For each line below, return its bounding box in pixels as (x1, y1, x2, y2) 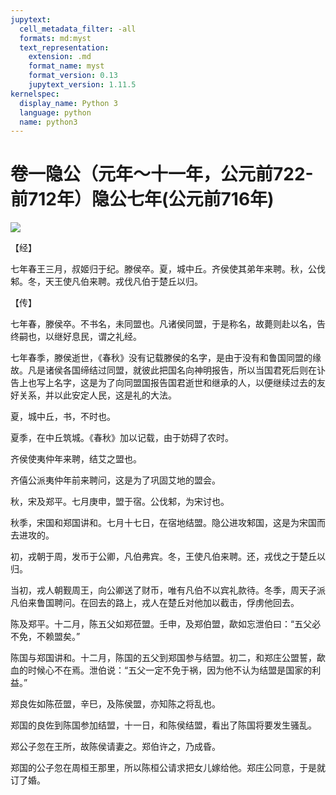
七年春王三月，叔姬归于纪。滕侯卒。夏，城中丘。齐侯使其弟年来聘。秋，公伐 (10, 263, 326, 275)
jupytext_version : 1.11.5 (28, 80, 137, 90)
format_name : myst (28, 61, 105, 71)
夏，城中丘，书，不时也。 (10, 411, 116, 423)
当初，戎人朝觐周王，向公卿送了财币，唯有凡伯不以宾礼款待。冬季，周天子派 (10, 584, 326, 596)
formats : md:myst (19, 33, 92, 43)
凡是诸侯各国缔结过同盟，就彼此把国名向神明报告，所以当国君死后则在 (27, 364, 317, 376)
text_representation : (19, 42, 110, 53)
